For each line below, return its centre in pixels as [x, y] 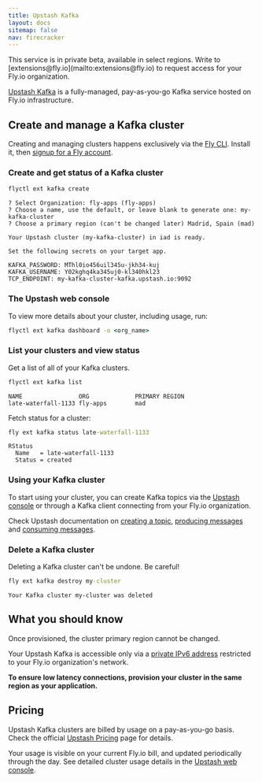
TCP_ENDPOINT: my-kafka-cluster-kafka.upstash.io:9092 [100, 279]
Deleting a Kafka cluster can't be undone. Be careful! [94, 567]
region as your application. [53, 685]
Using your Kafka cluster [57, 480]
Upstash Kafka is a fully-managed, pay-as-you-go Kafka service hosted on [130, 92]
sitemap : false [33, 30]
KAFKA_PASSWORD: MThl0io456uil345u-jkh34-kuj [84, 265]
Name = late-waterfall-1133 [65, 454]
